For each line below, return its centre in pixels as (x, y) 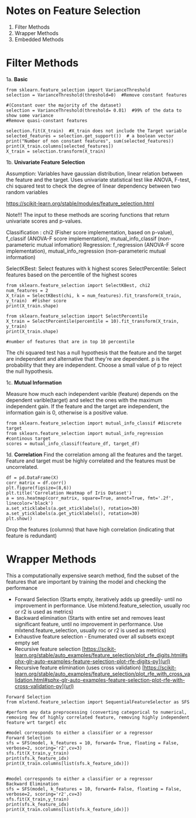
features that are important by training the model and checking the (86, 581)
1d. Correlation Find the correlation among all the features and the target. (94, 454)
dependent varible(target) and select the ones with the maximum (84, 400)
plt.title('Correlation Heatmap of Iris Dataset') (69, 493)
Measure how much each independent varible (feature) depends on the (92, 394)
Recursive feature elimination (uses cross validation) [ (79, 667)
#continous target (28, 439)
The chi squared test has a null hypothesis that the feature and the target (94, 353)
